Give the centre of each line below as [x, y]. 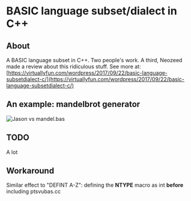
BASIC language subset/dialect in [92, 11]
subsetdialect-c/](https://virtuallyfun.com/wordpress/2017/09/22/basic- [95, 79]
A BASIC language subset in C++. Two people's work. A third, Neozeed [94, 60]
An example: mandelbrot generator [73, 104]
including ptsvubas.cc [34, 191]
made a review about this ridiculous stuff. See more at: [74, 66]
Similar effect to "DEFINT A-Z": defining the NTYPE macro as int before [95, 185]
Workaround [30, 171]
